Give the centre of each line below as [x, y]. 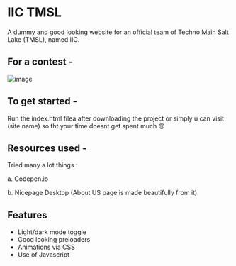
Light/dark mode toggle [52, 232]
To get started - [43, 101]
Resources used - [47, 148]
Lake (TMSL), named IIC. [44, 39]
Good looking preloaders [54, 240]
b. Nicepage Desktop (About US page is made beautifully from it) [102, 193]
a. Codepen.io [28, 179]
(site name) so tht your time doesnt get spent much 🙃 [86, 126]
